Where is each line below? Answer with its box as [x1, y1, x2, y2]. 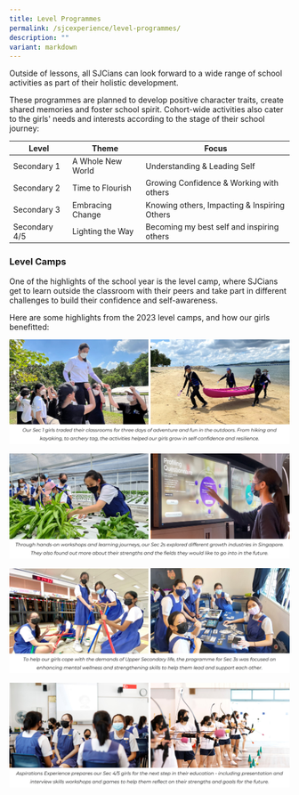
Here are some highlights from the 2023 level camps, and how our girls [9, 312, 271, 322]
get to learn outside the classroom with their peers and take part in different [9, 285, 287, 296]
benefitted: [9, 321, 50, 332]
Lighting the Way [72, 226, 134, 237]
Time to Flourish [72, 183, 132, 193]
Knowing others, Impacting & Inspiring [145, 199, 285, 210]
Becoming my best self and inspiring [145, 221, 279, 231]
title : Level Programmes [9, 14, 101, 23]
